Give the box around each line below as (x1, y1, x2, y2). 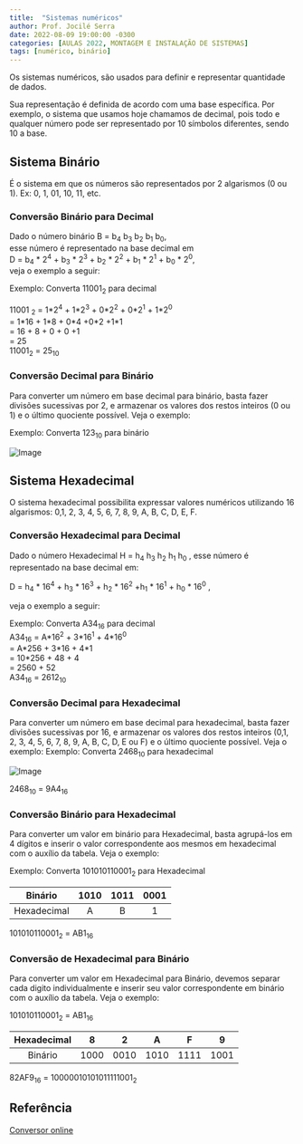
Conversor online (9, 1124, 74, 1135)
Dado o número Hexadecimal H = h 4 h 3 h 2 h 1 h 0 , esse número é (9, 550, 249, 562)
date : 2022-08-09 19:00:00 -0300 (9, 30, 136, 39)
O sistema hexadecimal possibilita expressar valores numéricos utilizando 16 (9, 497, 295, 508)
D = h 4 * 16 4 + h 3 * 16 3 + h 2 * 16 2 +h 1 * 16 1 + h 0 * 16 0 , (9, 579, 211, 593)
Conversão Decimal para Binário (9, 370, 154, 382)
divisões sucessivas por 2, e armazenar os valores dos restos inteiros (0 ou (9, 399, 291, 410)
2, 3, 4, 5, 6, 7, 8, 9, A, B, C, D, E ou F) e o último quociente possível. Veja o (9, 736, 288, 747)
